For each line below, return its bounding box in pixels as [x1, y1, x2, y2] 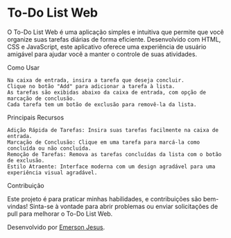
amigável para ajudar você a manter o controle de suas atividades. [7, 50, 198, 58]
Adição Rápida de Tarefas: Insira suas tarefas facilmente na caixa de [7, 126, 219, 133]
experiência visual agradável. [7, 169, 98, 176]
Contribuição [7, 181, 44, 189]
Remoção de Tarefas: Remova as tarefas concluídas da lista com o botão [7, 151, 222, 158]
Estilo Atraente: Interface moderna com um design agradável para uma [7, 163, 216, 170]
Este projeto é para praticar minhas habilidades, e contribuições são [7, 194, 203, 203]
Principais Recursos [7, 113, 65, 121]
